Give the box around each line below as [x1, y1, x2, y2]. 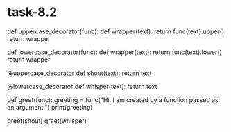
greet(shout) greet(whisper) [7, 116, 87, 125]
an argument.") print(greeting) [7, 103, 93, 111]
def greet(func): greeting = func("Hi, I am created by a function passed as [7, 95, 219, 104]
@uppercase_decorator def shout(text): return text [7, 69, 152, 77]
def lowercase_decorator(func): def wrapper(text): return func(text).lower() [7, 48, 222, 56]
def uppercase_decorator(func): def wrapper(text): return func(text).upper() [7, 27, 225, 35]
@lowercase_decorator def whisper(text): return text [7, 82, 157, 90]
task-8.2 [7, 4, 58, 20]
